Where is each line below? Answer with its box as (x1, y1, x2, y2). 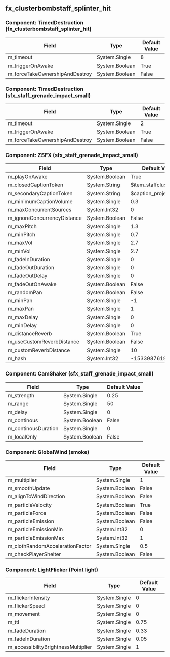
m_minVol (8, 247, 31, 255)
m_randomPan (8, 289, 42, 296)
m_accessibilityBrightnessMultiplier (8, 644, 92, 651)
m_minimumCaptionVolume (8, 198, 73, 205)
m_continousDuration (8, 425, 59, 432)
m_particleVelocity (8, 501, 52, 508)
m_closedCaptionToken (8, 181, 63, 189)
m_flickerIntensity (8, 594, 50, 601)
